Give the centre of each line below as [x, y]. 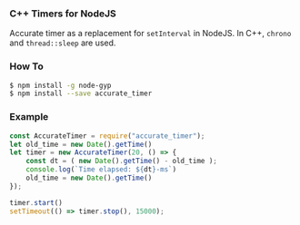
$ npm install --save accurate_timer [81, 93]
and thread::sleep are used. [63, 43]
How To [26, 66]
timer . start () [36, 202]
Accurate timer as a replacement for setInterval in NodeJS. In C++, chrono [150, 34]
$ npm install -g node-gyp [60, 85]
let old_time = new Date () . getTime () [81, 144]
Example [29, 117]
